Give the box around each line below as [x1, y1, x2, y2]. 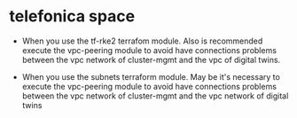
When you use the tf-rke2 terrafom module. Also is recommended [21, 35, 263, 46]
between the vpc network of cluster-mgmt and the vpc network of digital [21, 90, 289, 101]
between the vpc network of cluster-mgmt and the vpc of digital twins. [21, 54, 281, 65]
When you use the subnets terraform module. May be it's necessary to [21, 71, 281, 82]
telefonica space [9, 6, 136, 27]
